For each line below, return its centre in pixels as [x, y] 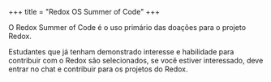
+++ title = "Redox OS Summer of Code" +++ [84, 12]
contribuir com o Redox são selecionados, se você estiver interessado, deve [136, 60]
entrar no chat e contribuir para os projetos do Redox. [98, 69]
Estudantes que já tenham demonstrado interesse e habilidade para [121, 52]
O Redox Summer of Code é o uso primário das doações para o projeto [127, 27]
